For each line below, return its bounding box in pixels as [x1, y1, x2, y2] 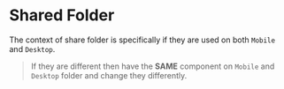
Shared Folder [9, 5, 115, 26]
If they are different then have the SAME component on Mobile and [30, 61, 275, 71]
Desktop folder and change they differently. [30, 70, 188, 80]
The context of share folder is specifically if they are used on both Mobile [9, 34, 276, 45]
